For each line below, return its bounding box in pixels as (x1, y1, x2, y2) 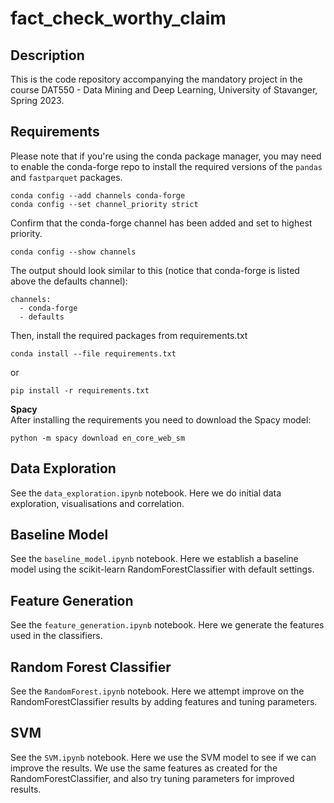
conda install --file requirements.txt (10, 348, 177, 359)
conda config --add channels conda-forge (10, 190, 186, 201)
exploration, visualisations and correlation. (10, 497, 185, 509)
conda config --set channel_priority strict (10, 199, 199, 209)
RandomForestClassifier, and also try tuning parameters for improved (10, 772, 295, 784)
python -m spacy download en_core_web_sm (10, 433, 186, 443)
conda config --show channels (10, 247, 137, 257)
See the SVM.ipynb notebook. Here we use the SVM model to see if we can (10, 751, 317, 763)
